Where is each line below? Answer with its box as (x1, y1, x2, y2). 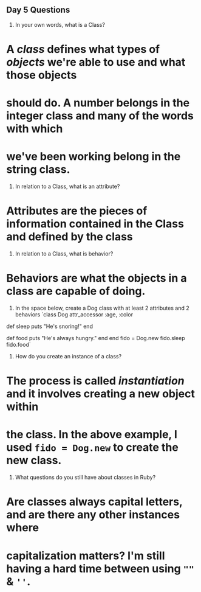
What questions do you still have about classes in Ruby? (15, 474, 156, 481)
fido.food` (6, 341, 32, 348)
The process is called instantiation (6, 374, 185, 388)
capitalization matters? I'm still (6, 549, 165, 562)
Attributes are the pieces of (6, 204, 148, 218)
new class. (6, 453, 62, 467)
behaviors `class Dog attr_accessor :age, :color (15, 311, 134, 318)
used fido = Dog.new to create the (6, 441, 179, 454)
